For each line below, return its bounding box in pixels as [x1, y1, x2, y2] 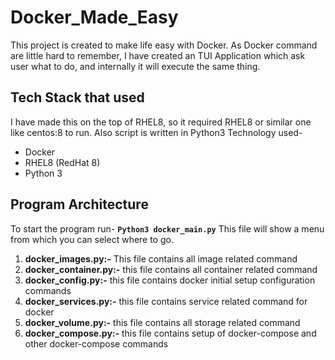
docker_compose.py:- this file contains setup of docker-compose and [24, 327, 317, 339]
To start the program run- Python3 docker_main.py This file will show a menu [10, 222, 325, 235]
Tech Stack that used [10, 89, 145, 106]
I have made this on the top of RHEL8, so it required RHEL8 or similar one [10, 116, 312, 128]
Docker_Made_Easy [10, 6, 179, 29]
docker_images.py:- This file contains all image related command [24, 252, 298, 265]
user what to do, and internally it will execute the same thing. [10, 60, 261, 72]
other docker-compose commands [24, 337, 169, 350]
